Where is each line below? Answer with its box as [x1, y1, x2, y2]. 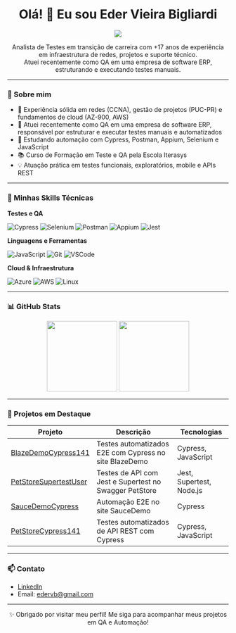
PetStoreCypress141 [11, 526, 81, 536]
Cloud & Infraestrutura [7, 263, 74, 272]
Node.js [176, 486, 203, 496]
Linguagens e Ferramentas [7, 236, 88, 245]
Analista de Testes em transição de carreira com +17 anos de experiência [11, 42, 225, 51]
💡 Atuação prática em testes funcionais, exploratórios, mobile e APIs [17, 161, 216, 170]
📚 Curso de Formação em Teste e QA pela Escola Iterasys [17, 151, 188, 159]
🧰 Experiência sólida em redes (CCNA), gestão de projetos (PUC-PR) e [17, 106, 223, 114]
